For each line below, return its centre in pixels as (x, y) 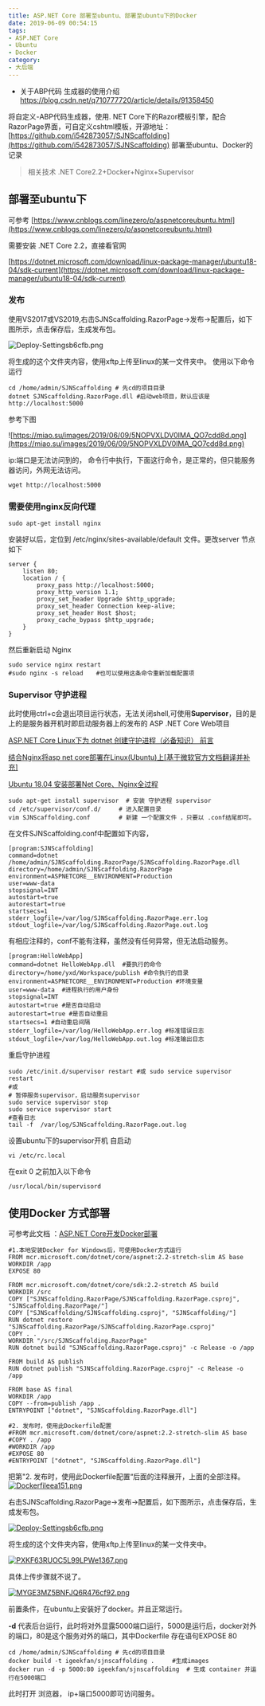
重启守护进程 (29, 1055)
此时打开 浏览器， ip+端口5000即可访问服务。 (84, 1694)
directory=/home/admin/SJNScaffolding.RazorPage (90, 870)
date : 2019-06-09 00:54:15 (53, 23)
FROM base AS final (41, 1390)
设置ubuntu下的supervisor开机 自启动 (70, 1141)
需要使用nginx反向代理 (52, 507)
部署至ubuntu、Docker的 (212, 145)
